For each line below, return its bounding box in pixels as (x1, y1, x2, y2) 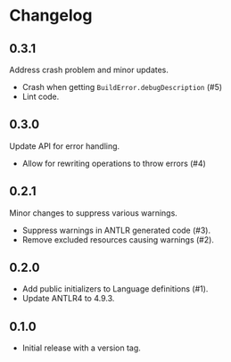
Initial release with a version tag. (21, 342, 141, 353)
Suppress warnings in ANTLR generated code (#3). (21, 225, 211, 235)
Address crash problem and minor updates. (9, 64, 169, 75)
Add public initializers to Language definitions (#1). (21, 284, 209, 294)
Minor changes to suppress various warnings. (9, 207, 178, 218)
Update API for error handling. (9, 140, 120, 152)
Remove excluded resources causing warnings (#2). (21, 234, 214, 245)
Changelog (9, 5, 93, 26)
